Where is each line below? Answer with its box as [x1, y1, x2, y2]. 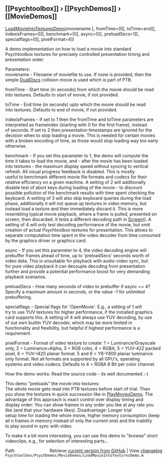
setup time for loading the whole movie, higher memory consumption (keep [5, 412, 160, 418]
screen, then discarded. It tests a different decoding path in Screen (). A [5, 216, 152, 222]
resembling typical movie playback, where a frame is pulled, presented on [5, 211, 157, 217]
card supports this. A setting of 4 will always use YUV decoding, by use [5, 314, 152, 320]
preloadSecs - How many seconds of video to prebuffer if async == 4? [5, 283, 151, 289]
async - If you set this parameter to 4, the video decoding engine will [5, 247, 147, 253]
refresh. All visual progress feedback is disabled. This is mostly [5, 168, 135, 174]
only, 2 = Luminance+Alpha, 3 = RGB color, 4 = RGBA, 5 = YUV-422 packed [5, 345, 161, 351]
